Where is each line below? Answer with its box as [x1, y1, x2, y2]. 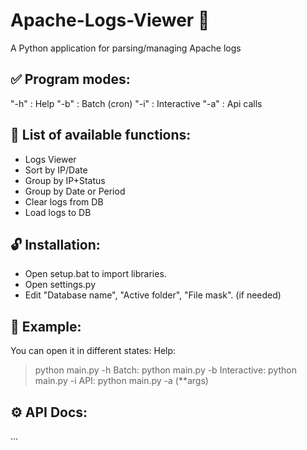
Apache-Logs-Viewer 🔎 [10, 9, 210, 32]
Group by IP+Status [24, 174, 106, 186]
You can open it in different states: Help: [10, 345, 177, 357]
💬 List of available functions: [10, 127, 192, 144]
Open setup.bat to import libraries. [24, 268, 167, 280]
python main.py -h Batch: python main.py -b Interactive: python [34, 364, 297, 376]
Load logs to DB [24, 206, 92, 218]
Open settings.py [24, 279, 96, 291]
